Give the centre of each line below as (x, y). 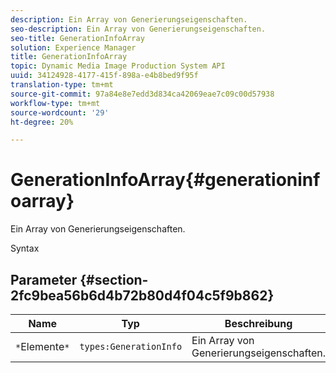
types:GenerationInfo (131, 346)
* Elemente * (42, 346)
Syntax (25, 248)
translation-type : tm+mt (62, 85)
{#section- (114, 279)
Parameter (44, 279)
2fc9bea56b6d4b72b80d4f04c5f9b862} (142, 295)
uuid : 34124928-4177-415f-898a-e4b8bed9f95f (104, 76)
